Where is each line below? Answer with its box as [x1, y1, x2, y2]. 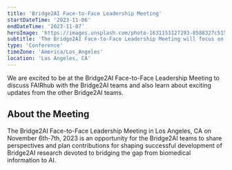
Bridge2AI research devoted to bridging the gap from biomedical [7, 149, 191, 157]
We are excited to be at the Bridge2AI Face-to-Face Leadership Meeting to [7, 74, 220, 82]
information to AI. [7, 156, 57, 164]
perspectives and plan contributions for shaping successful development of [7, 141, 223, 149]
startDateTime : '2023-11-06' [7, 17, 91, 23]
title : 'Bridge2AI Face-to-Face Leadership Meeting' [7, 10, 162, 17]
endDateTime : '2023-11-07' [7, 23, 85, 30]
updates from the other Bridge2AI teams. [7, 88, 124, 96]
